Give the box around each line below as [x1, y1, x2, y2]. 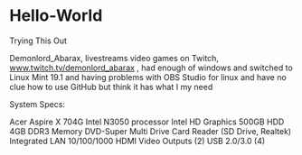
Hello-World [9, 5, 103, 26]
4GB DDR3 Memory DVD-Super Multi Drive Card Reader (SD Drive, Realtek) [9, 125, 292, 136]
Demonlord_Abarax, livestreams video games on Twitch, [9, 52, 220, 63]
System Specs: [9, 98, 66, 109]
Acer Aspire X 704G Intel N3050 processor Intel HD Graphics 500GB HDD [9, 116, 285, 127]
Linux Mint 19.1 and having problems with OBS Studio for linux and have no [9, 71, 287, 82]
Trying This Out [9, 35, 68, 46]
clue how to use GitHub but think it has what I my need [9, 81, 213, 92]
